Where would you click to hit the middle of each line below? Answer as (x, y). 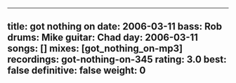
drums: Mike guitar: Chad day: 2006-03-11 (103, 38)
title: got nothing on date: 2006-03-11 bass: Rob (115, 26)
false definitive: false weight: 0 (77, 71)
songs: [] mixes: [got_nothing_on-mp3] (95, 49)
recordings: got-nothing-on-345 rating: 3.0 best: (117, 59)
